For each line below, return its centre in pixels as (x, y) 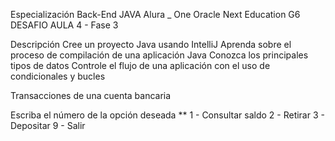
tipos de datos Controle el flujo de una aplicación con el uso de (140, 65)
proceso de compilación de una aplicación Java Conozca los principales (159, 55)
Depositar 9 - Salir (48, 125)
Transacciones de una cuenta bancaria (91, 95)
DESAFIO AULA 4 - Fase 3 (64, 25)
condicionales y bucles (58, 76)
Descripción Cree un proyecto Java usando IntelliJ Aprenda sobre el (151, 44)
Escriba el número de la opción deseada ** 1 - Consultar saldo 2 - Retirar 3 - (167, 115)
